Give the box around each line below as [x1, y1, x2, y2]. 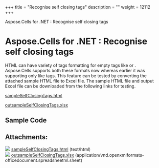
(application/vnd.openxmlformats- [75, 152, 144, 158]
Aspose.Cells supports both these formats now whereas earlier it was [5, 67, 145, 73]
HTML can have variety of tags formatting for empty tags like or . [5, 62, 136, 68]
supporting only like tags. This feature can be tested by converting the [5, 73, 147, 79]
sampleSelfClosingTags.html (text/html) [11, 147, 91, 152]
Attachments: [5, 133, 48, 141]
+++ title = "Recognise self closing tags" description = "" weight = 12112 [5, 4, 151, 10]
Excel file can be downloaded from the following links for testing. [5, 83, 136, 89]
